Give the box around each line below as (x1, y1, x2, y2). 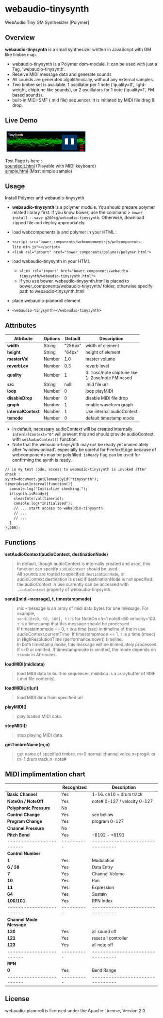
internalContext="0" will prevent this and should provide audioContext (12, 431, 154, 437)
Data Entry (92, 864, 113, 870)
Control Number (7, 851, 41, 856)
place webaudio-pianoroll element (12, 298, 81, 304)
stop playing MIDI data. (16, 732, 64, 738)
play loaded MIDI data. (16, 713, 62, 719)
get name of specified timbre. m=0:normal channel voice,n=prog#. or (16, 751, 156, 757)
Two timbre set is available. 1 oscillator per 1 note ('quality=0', (12, 82, 135, 87)
